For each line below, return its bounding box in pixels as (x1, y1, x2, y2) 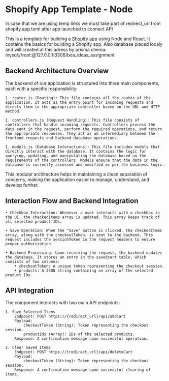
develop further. (5, 182, 39, 188)
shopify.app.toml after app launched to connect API (5, 25, 113, 32)
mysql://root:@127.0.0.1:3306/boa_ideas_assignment (5, 52, 115, 58)
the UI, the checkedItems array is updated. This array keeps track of (5, 215, 160, 220)
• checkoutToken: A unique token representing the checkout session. (14, 263, 165, 269)
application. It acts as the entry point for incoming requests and (5, 100, 153, 105)
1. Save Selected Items (5, 309, 56, 315)
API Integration (5, 286, 54, 295)
